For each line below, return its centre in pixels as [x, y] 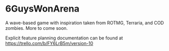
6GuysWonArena [43, 9]
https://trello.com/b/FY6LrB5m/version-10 [49, 43]
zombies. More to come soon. [36, 28]
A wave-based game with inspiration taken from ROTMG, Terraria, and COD [85, 23]
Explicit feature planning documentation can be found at [64, 38]
